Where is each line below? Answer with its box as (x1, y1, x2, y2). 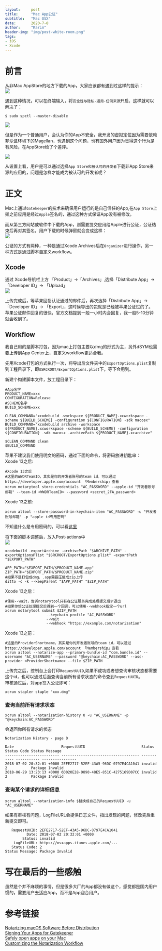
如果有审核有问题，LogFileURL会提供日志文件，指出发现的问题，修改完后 (5, 812, 151, 818)
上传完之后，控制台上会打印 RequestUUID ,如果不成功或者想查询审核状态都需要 (5, 668, 157, 673)
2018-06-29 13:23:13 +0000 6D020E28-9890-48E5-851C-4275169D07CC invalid (5, 770, 157, 775)
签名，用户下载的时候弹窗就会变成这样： (26, 228, 107, 233)
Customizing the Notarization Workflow (5, 940, 84, 946)
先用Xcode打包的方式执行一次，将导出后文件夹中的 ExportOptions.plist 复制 (5, 360, 157, 366)
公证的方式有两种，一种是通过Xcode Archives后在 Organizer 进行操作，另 (5, 243, 149, 248)
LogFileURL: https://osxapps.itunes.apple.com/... (14, 840, 118, 845)
